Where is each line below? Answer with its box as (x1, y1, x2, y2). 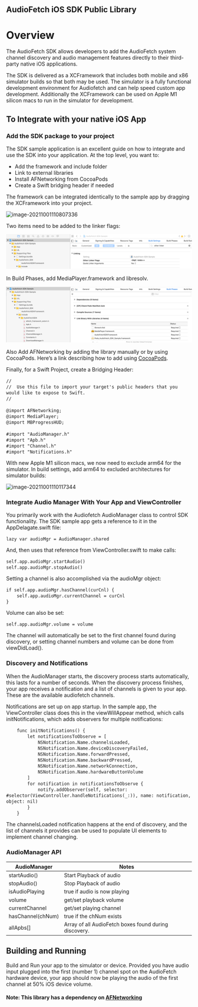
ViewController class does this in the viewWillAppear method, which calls (6, 709, 184, 716)
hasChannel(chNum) (8, 913, 60, 920)
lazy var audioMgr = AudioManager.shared (6, 536, 110, 542)
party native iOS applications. (6, 60, 78, 67)
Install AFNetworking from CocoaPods (14, 175, 108, 183)
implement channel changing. (6, 833, 78, 840)
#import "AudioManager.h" (6, 431, 70, 438)
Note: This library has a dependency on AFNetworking (6, 994, 143, 1001)
